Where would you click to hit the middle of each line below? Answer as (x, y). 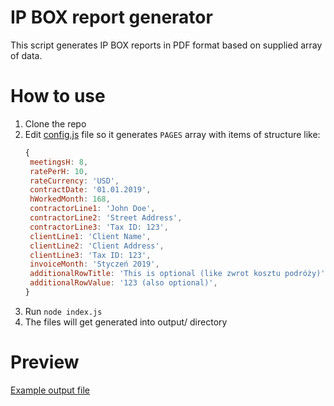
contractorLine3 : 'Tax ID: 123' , (99, 227)
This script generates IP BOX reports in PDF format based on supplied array (166, 45)
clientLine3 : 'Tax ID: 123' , (90, 255)
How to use (58, 96)
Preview (45, 362)
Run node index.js (63, 311)
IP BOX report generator (111, 17)
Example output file (50, 390)
